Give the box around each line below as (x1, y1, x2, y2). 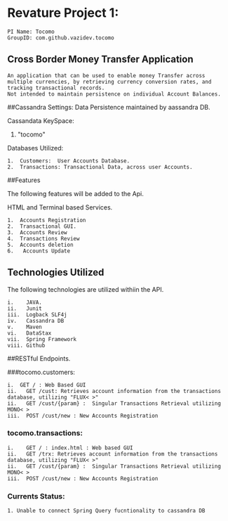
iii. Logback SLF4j (7, 311, 68, 318)
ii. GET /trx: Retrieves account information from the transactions (7, 450, 218, 458)
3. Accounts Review (7, 229, 68, 236)
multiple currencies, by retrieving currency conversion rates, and (7, 78, 212, 85)
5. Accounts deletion (7, 241, 74, 248)
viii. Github (7, 342, 46, 349)
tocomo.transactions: (7, 428, 83, 438)
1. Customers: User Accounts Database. (7, 157, 130, 165)
